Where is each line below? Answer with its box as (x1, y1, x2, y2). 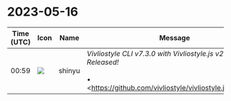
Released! (87, 57, 119, 67)
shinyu (58, 66, 80, 75)
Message (159, 33, 190, 42)
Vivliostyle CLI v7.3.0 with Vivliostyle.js (87, 48, 214, 58)
